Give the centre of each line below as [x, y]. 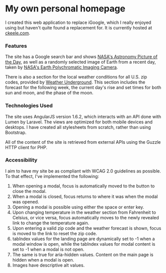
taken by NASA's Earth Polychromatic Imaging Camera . [62, 67]
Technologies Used [29, 106]
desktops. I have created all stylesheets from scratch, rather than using [78, 127]
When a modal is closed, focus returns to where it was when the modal [85, 196]
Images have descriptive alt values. [48, 265]
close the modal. [29, 191]
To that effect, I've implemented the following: [52, 176]
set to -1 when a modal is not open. [48, 249]
